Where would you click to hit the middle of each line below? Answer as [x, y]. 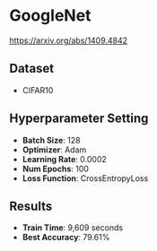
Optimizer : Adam [54, 150]
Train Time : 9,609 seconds [73, 228]
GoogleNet [50, 16]
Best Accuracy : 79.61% [66, 238]
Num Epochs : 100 [56, 169]
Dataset [32, 69]
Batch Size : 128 [51, 140]
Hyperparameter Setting [79, 119]
